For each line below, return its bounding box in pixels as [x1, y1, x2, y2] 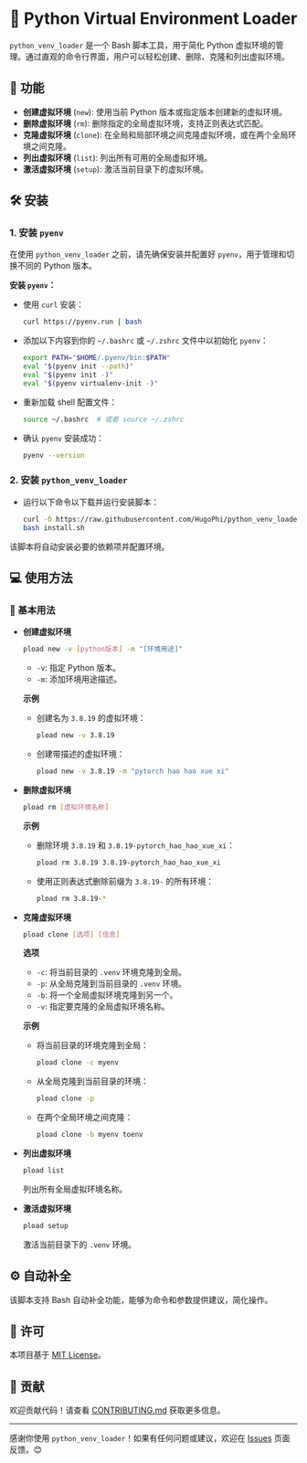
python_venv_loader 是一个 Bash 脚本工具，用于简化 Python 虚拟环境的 [9, 39, 276, 50]
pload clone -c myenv [36, 1058, 119, 1067]
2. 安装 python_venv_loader [9, 474, 128, 487]
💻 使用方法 [9, 570, 73, 586]
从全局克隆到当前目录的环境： [36, 1076, 149, 1087]
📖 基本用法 [9, 603, 57, 616]
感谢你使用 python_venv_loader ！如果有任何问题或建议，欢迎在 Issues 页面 [9, 1433, 291, 1444]
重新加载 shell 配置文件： [22, 397, 118, 408]
